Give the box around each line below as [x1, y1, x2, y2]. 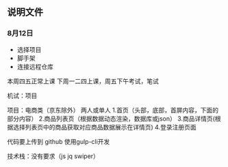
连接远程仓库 [16, 62, 53, 70]
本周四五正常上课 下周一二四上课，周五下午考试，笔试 [7, 77, 159, 85]
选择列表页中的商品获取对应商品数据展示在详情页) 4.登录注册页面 [12, 123, 197, 131]
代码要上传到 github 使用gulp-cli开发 [7, 137, 110, 145]
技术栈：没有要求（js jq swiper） [7, 152, 99, 160]
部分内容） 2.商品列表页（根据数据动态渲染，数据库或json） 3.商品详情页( [7, 115, 216, 123]
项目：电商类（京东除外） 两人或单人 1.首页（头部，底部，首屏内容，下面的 [7, 106, 219, 114]
